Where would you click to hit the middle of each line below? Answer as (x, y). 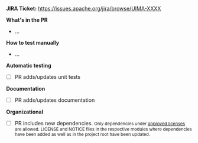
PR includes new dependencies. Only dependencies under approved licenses (100, 124)
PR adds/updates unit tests (48, 77)
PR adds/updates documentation (55, 100)
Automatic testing (29, 65)
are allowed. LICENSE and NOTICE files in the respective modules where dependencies (103, 129)
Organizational (25, 112)
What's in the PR (27, 20)
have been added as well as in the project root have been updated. (82, 135)
